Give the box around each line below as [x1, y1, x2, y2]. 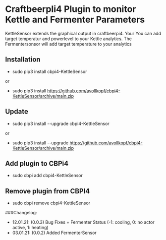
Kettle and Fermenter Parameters [5, 14, 145, 25]
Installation [5, 56, 41, 64]
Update [5, 108, 29, 116]
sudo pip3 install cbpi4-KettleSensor [12, 68, 87, 74]
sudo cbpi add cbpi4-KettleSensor [12, 173, 83, 179]
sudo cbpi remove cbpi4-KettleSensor [12, 200, 91, 206]
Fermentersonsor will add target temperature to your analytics [5, 41, 132, 47]
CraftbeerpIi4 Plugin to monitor [5, 3, 136, 15]
